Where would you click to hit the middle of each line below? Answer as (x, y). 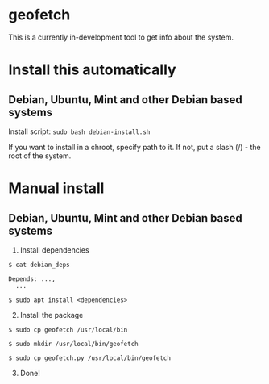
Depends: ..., (32, 279)
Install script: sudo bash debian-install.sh (79, 131)
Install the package (52, 315)
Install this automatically (92, 70)
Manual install (56, 188)
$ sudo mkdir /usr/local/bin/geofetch (73, 344)
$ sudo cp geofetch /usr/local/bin (68, 330)
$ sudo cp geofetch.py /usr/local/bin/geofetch (90, 358)
